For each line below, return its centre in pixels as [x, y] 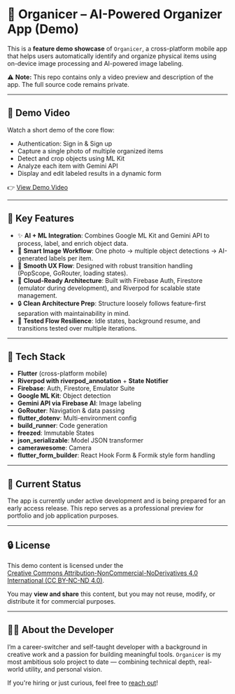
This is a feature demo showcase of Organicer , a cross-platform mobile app [117, 48]
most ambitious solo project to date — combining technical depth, [102, 662]
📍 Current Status [44, 484]
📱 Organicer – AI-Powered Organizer [115, 14]
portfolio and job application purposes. [63, 516]
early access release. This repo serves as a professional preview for [106, 508]
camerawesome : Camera [55, 448]
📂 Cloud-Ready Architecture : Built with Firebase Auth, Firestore [110, 280]
